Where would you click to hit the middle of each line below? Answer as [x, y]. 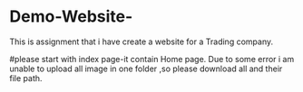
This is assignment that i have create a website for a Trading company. [142, 41]
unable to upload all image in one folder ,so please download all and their [146, 69]
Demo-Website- [71, 17]
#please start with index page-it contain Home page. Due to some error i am [152, 59]
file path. [26, 78]
